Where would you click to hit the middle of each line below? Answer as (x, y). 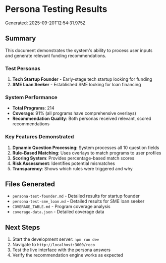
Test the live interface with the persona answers (61, 250)
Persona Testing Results (56, 9)
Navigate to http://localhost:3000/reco (54, 245)
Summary (21, 38)
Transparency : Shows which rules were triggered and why (72, 168)
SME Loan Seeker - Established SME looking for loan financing (77, 85)
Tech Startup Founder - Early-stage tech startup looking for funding (82, 79)
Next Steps (23, 227)
